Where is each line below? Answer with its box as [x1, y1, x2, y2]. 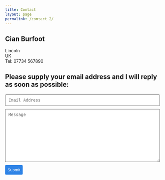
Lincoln [5, 48, 20, 54]
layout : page [5, 12, 32, 17]
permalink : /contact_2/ [5, 16, 54, 21]
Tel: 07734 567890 [5, 58, 44, 64]
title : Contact [5, 7, 36, 12]
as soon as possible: [5, 80, 69, 89]
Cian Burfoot [5, 35, 45, 43]
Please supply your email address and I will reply [5, 72, 157, 81]
